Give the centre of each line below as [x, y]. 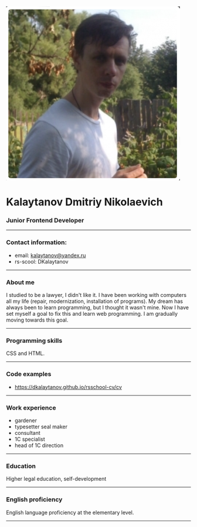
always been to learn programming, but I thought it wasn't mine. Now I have [98, 308]
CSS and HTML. [26, 353]
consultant [28, 433]
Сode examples [29, 374]
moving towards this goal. [37, 320]
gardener [26, 420]
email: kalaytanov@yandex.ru [50, 255]
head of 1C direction [39, 445]
